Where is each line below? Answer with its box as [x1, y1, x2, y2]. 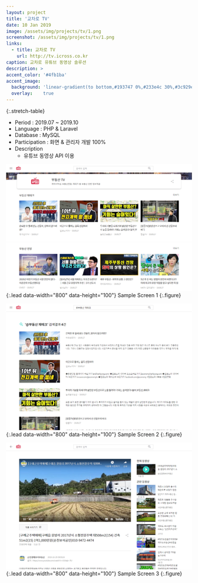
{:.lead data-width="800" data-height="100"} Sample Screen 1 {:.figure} [6, 292, 181, 299]
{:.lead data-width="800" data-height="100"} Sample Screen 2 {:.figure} [6, 431, 183, 438]
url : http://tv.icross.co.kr [16, 53, 88, 59]
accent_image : [6, 78, 41, 84]
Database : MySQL [14, 132, 61, 138]
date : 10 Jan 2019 [6, 22, 51, 28]
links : [6, 41, 22, 47]
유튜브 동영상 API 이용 [23, 152, 75, 159]
